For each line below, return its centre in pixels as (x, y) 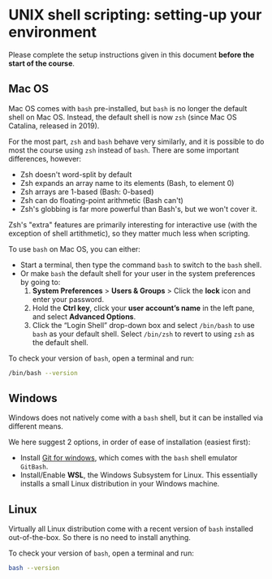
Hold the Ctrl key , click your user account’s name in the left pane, (143, 308)
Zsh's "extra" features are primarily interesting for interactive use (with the (133, 224)
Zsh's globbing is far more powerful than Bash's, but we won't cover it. (138, 209)
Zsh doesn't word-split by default (76, 174)
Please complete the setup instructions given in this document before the (132, 54)
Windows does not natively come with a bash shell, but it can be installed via (136, 418)
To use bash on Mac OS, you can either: (74, 248)
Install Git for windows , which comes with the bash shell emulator (129, 458)
